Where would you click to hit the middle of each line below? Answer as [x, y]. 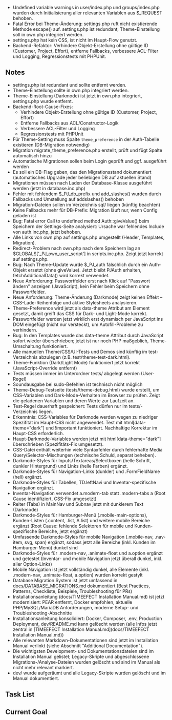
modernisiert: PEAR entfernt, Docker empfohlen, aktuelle [72, 602]
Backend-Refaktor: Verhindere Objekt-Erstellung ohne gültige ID [80, 45]
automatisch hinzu [32, 155]
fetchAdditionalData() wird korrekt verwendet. [61, 275]
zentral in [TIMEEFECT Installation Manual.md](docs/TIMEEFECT [81, 629]
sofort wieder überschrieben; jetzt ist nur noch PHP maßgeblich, [81, 341]
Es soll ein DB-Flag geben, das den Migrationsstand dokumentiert [82, 172]
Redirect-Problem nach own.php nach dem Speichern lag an [77, 248]
